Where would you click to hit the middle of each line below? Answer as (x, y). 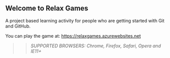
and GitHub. (18, 26)
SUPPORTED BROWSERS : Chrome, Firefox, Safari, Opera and (96, 46)
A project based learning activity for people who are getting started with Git (85, 20)
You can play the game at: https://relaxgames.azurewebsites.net (73, 36)
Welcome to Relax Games (47, 8)
